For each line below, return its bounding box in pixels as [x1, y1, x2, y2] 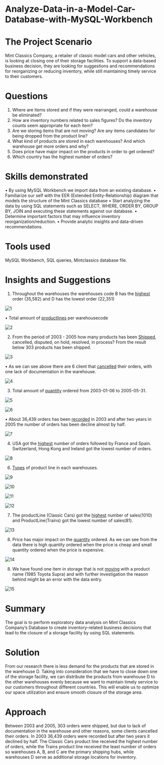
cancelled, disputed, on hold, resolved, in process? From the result [12, 339, 146, 345]
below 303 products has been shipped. [12, 344, 91, 350]
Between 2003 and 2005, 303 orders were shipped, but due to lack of [5, 723, 146, 729]
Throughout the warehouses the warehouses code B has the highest [12, 291, 150, 297]
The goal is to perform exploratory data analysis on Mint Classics [5, 619, 136, 625]
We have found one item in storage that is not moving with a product [12, 566, 150, 572]
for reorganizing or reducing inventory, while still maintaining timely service [5, 68, 156, 74]
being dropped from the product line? [12, 133, 88, 139]
